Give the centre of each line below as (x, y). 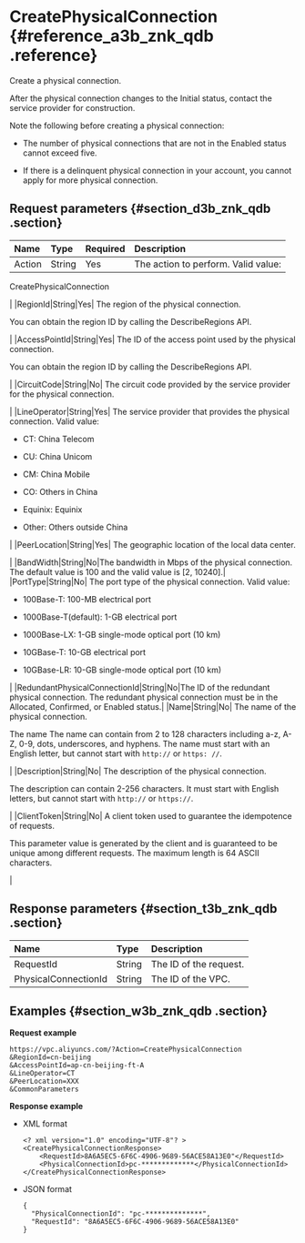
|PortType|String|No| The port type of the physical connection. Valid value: (150, 581)
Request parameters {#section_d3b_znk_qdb (140, 209)
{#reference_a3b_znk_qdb (112, 36)
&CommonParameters (44, 1089)
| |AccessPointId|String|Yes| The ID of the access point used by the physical (152, 339)
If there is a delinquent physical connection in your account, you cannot (157, 170)
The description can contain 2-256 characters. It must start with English (144, 788)
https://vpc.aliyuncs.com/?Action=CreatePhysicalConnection (126, 1050)
